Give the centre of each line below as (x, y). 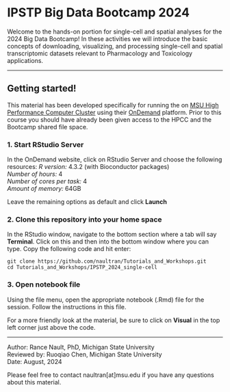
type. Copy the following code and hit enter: (69, 249)
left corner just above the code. (51, 327)
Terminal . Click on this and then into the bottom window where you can (108, 241)
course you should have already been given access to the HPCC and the (110, 119)
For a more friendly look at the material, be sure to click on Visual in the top (114, 320)
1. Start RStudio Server (46, 144)
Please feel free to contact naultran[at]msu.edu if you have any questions (111, 375)
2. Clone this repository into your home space (85, 219)
